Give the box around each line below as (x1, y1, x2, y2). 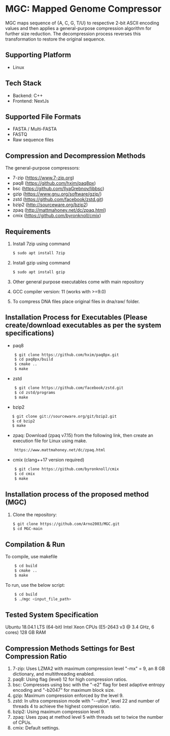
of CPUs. (12, 719, 32, 726)
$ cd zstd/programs (14, 390, 56, 395)
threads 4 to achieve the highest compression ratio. (12, 704, 121, 710)
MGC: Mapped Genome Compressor (5, 3, 161, 15)
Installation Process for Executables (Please (5, 313, 148, 322)
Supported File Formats (5, 112, 81, 121)
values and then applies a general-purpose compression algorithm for (5, 25, 152, 31)
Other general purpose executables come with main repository (12, 279, 144, 285)
